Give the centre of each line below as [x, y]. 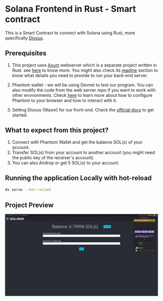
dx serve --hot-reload [28, 190]
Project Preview [29, 205]
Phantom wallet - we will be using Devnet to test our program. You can [82, 85]
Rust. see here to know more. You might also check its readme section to [85, 70]
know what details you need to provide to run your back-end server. [80, 75]
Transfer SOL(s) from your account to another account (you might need [83, 152]
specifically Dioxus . [24, 38]
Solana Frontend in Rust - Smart [71, 9]
